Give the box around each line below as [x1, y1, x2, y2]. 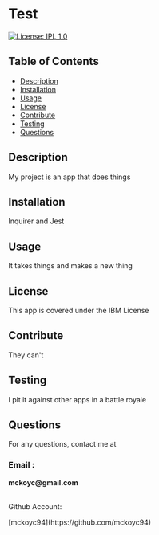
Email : [8, 459, 35, 471]
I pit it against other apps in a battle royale [8, 394, 146, 404]
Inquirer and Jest [8, 216, 65, 226]
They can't [8, 350, 44, 360]
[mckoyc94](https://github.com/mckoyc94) [8, 517, 152, 527]
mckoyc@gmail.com [8, 477, 78, 487]
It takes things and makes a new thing [8, 261, 133, 271]
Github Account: [8, 501, 62, 511]
